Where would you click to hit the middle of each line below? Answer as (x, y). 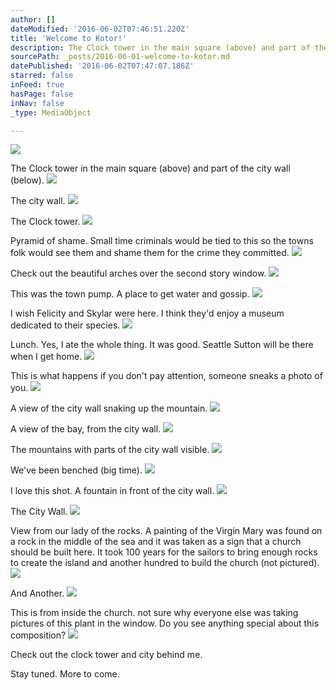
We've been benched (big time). (76, 470)
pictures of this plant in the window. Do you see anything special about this (165, 623)
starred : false (42, 76)
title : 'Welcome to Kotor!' (69, 38)
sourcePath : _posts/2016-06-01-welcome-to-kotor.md (120, 57)
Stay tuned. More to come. (65, 674)
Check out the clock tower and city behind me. (106, 655)
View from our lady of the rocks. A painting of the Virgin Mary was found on (166, 531)
